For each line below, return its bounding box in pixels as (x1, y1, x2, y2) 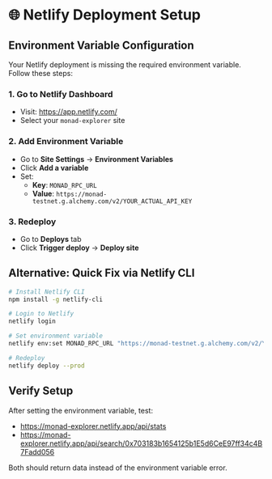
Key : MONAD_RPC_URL (32, 180, 97, 189)
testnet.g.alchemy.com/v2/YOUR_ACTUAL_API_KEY (32, 197, 193, 206)
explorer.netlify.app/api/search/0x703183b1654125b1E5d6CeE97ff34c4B (19, 439, 263, 448)
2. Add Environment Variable (8, 136, 124, 147)
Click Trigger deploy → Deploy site (19, 243, 139, 252)
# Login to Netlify (8, 310, 74, 318)
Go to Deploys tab (19, 234, 83, 244)
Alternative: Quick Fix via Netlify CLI (8, 266, 195, 280)
